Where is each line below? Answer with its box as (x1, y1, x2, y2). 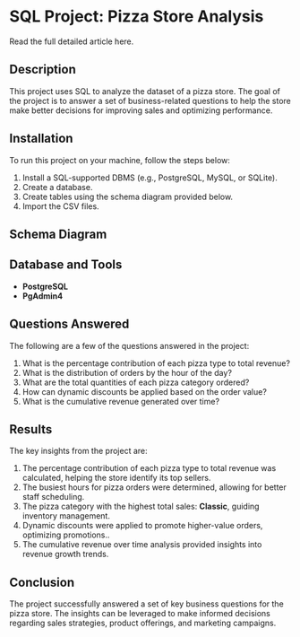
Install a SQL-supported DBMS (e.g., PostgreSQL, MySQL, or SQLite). (21, 172, 278, 183)
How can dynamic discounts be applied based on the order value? (21, 386, 267, 397)
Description (9, 62, 76, 77)
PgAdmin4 (21, 290, 64, 301)
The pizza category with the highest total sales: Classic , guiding (21, 501, 260, 512)
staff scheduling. (21, 492, 85, 502)
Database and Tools (9, 257, 123, 273)
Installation (9, 131, 73, 146)
